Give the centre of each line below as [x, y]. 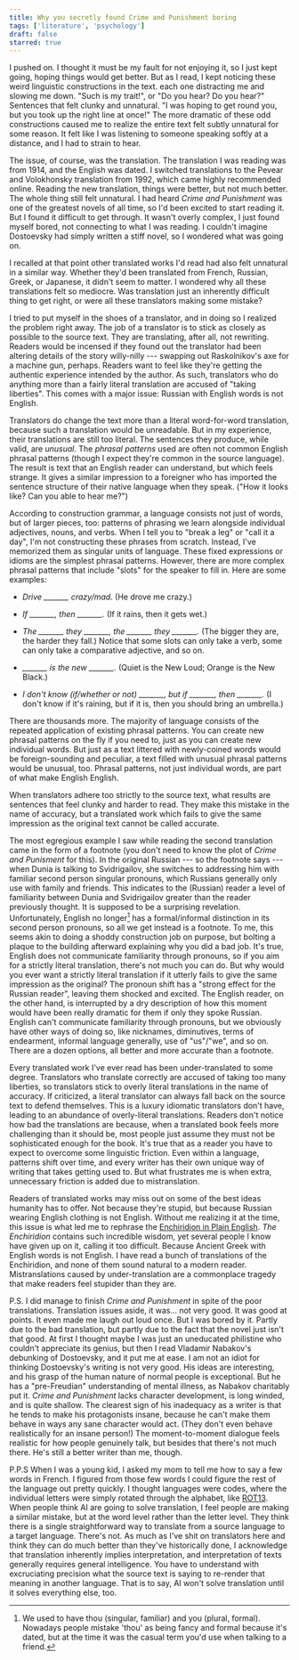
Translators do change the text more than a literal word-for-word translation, [149, 420]
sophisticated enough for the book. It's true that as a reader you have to [141, 1143]
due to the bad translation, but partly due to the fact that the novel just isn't [147, 1329]
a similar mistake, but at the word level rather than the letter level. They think [149, 1517]
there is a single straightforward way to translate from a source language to [147, 1526]
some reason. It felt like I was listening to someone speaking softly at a [139, 134]
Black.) [35, 677]
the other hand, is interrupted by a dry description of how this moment [138, 1003]
